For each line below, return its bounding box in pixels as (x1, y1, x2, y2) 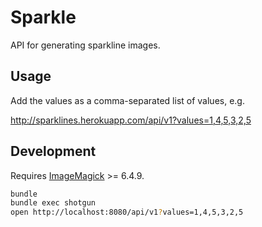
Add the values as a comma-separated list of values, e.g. (10, 94, 245, 106)
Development (10, 143, 97, 160)
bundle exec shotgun (10, 198, 97, 208)
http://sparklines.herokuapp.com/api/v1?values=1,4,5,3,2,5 (10, 114, 252, 126)
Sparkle (10, 6, 77, 29)
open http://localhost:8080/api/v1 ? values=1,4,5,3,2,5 (10, 207, 244, 218)
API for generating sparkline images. (10, 39, 161, 51)
